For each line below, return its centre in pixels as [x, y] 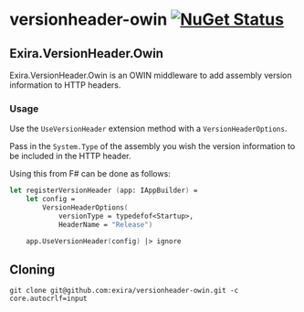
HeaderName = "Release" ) [105, 224]
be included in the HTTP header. [70, 156]
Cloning [32, 269]
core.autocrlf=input [49, 299]
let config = [51, 199]
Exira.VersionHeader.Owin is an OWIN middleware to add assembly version [151, 75]
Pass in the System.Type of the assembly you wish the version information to [152, 146]
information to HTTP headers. [65, 85]
